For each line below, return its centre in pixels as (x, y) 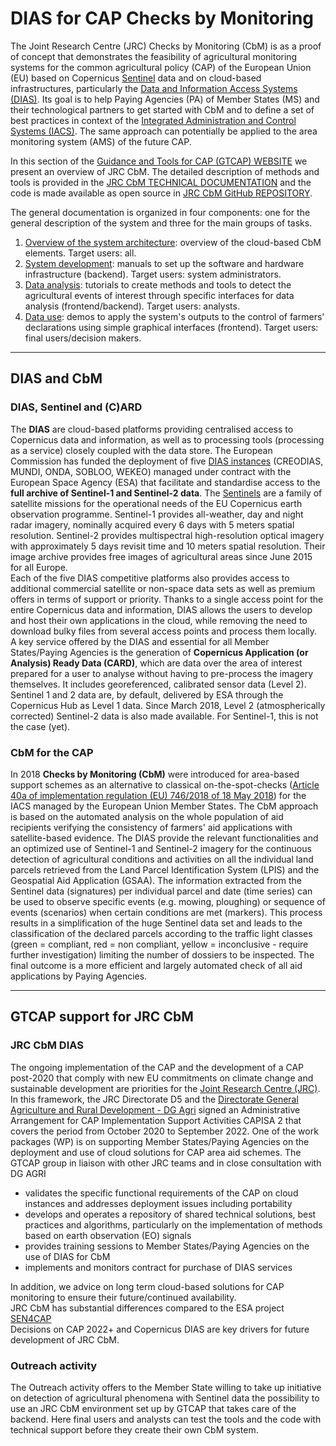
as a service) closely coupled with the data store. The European (141, 450)
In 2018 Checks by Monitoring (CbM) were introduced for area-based (155, 774)
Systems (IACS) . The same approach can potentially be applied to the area (164, 131)
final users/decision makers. (83, 338)
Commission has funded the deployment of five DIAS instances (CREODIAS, (167, 461)
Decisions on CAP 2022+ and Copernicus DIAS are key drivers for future (160, 1329)
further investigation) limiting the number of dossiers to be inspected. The (162, 954)
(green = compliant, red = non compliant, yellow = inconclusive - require (159, 944)
